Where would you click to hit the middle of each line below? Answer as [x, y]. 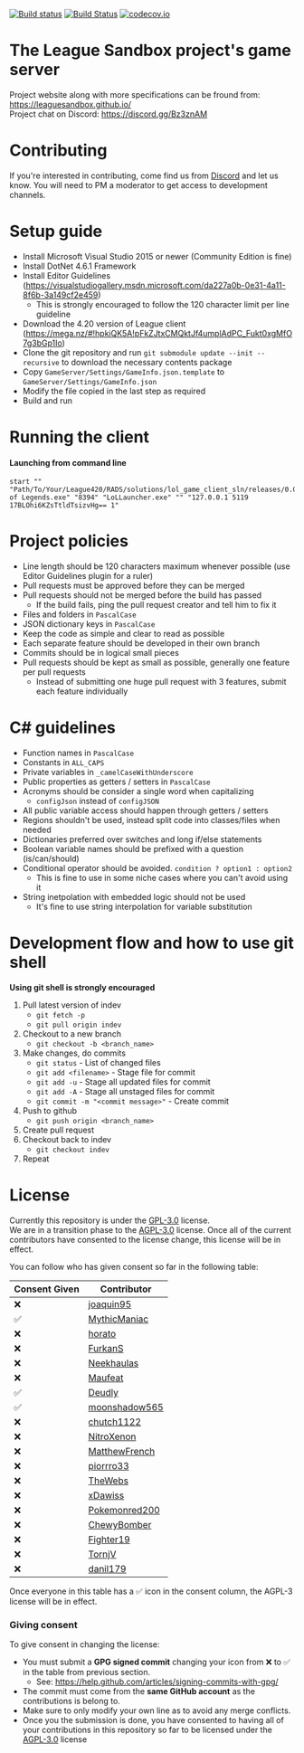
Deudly [104, 1392]
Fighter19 [109, 1540]
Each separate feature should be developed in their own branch [141, 643]
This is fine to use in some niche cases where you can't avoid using [162, 878]
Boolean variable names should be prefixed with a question [133, 849]
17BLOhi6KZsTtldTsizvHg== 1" [64, 506]
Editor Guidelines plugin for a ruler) [88, 576]
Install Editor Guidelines [66, 275]
